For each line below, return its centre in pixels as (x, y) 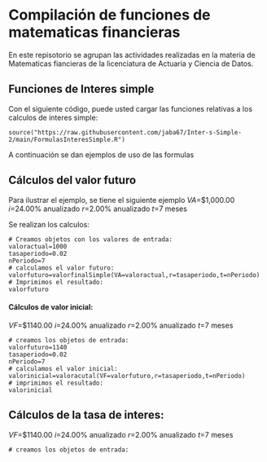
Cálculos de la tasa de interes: (86, 415)
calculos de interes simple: (53, 117)
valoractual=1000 (38, 246)
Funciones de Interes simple (81, 89)
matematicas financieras (94, 32)
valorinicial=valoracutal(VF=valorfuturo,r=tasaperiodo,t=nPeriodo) (127, 376)
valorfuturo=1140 (38, 347)
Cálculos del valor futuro (72, 180)
